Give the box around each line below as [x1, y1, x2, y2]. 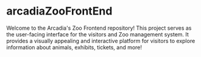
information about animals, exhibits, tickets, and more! [6, 44, 142, 51]
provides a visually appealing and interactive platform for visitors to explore [6, 37, 196, 44]
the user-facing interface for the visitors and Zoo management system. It [6, 30, 189, 38]
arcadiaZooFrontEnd [6, 4, 113, 18]
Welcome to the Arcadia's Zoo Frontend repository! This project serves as [6, 24, 192, 32]
